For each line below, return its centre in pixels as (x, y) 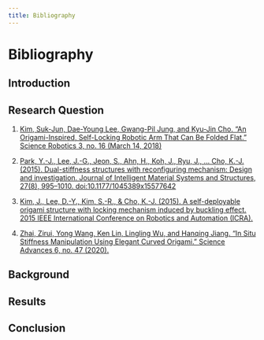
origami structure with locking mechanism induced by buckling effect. (133, 210)
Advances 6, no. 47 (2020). (64, 250)
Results (27, 301)
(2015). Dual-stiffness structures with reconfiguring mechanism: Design (136, 169)
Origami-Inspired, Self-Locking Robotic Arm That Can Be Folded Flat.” (133, 138)
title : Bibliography (42, 15)
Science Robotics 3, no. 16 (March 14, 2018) (91, 146)
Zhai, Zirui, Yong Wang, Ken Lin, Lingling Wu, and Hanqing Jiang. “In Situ (138, 234)
